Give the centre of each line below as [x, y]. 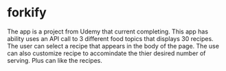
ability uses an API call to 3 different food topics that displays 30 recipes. [111, 38]
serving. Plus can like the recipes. [55, 60]
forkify [27, 13]
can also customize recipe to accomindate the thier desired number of [106, 53]
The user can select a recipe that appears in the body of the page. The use [113, 46]
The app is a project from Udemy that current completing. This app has [108, 31]
